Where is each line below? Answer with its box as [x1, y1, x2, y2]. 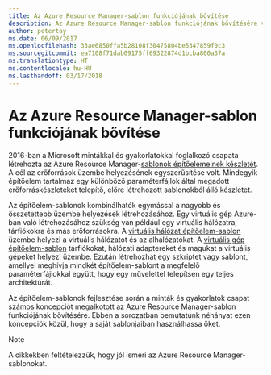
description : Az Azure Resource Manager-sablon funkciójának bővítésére [8, 19, 258, 27]
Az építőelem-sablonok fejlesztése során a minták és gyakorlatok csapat [8, 293, 250, 302]
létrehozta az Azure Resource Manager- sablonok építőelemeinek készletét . [8, 159, 258, 169]
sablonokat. [8, 358, 48, 368]
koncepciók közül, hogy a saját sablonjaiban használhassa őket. [8, 319, 221, 328]
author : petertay [8, 27, 67, 35]
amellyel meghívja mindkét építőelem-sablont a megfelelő [8, 260, 200, 270]
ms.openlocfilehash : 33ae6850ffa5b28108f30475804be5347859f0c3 [8, 42, 226, 50]
